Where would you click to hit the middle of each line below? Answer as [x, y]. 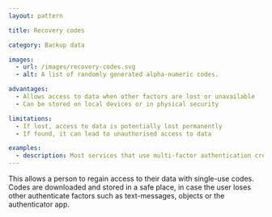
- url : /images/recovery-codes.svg [76, 67]
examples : [25, 148]
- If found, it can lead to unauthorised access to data [114, 134]
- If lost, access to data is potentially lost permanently [119, 126]
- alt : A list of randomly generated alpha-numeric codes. [117, 75]
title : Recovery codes [47, 30]
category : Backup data [47, 45]
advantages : [28, 90]
